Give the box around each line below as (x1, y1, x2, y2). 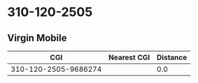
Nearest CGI (108, 53, 150, 62)
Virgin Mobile (7, 32, 67, 44)
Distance (156, 53, 188, 62)
